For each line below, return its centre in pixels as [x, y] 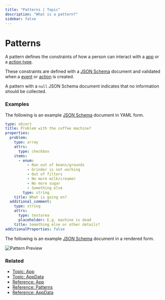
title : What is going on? [41, 197]
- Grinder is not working [53, 170]
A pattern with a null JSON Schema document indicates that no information [82, 86]
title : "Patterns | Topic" [33, 10]
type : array [26, 142]
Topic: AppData [28, 276]
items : [21, 156]
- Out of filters [45, 174]
